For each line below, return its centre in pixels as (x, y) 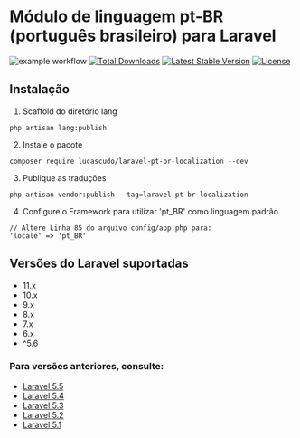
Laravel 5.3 (43, 405)
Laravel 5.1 (42, 424)
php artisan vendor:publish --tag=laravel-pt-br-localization (129, 195)
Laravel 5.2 (43, 414)
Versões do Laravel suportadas (99, 264)
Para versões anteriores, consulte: (87, 367)
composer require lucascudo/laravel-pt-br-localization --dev (129, 161)
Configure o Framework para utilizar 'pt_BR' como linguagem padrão (150, 211)
